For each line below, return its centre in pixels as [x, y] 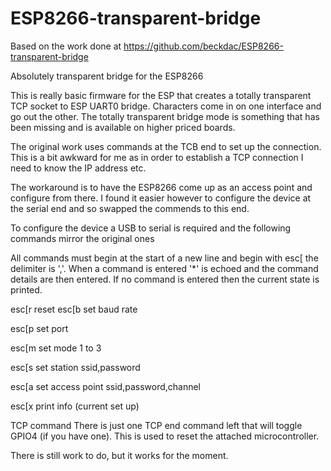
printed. [26, 289]
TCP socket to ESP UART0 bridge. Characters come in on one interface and [166, 106]
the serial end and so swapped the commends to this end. [130, 208]
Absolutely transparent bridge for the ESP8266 [107, 76]
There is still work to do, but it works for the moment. [119, 455]
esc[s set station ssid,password [75, 367]
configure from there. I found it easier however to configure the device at [161, 198]
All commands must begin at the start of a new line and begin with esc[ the [164, 258]
